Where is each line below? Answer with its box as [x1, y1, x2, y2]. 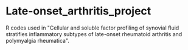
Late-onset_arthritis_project [5, 4, 151, 18]
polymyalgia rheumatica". [5, 37, 69, 44]
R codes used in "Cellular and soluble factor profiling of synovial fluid [5, 24, 179, 31]
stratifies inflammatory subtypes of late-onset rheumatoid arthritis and [5, 30, 183, 37]
